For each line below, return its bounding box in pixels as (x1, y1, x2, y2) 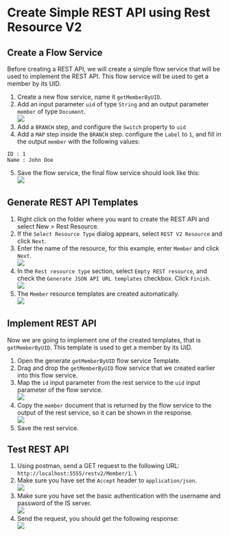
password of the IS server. (16, 499, 92, 507)
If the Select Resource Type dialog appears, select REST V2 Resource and (16, 229, 223, 237)
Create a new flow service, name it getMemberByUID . (16, 93, 162, 101)
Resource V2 (7, 19, 82, 35)
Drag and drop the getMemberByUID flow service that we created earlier (16, 364, 216, 372)
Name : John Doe (7, 156, 53, 163)
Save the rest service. (16, 423, 79, 432)
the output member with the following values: (16, 137, 141, 145)
